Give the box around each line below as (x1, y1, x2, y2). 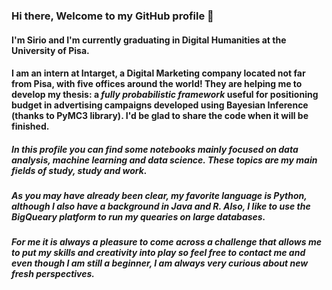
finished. (11, 120, 50, 133)
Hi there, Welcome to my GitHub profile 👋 (11, 9, 214, 23)
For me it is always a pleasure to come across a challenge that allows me (11, 236, 322, 248)
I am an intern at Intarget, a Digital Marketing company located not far (11, 67, 306, 79)
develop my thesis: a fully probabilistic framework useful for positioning (11, 89, 319, 101)
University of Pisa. (11, 44, 90, 56)
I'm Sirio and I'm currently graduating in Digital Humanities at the (11, 34, 287, 46)
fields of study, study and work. (11, 164, 148, 176)
